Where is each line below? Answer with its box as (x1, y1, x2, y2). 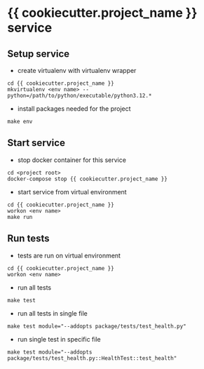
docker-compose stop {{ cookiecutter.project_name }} (7, 175, 168, 182)
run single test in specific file (17, 335, 101, 343)
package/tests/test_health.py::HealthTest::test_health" (7, 354, 177, 362)
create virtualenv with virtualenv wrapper (17, 67, 137, 74)
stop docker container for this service (17, 156, 126, 164)
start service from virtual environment (17, 187, 128, 196)
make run (7, 213, 33, 220)
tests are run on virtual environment (17, 251, 121, 260)
